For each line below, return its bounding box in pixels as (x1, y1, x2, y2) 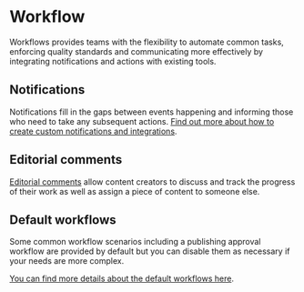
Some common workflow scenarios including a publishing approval (9, 237, 261, 247)
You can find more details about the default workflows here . (9, 273, 235, 284)
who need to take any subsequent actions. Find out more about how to (9, 116, 275, 126)
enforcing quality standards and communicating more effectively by (9, 45, 264, 56)
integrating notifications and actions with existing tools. (9, 55, 217, 66)
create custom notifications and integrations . (9, 126, 177, 136)
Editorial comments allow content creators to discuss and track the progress (9, 176, 296, 187)
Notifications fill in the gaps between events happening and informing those (9, 106, 294, 117)
